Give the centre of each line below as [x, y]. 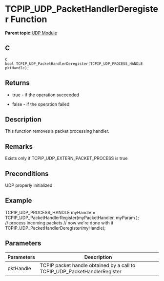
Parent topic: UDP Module [31, 33]
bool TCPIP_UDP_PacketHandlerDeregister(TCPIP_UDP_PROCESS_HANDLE [74, 64]
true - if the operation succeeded [45, 95]
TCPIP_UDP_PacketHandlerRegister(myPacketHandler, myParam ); [72, 218]
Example [19, 201]
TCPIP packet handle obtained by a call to [88, 265]
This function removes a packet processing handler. [57, 131]
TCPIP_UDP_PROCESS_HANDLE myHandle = [50, 212]
